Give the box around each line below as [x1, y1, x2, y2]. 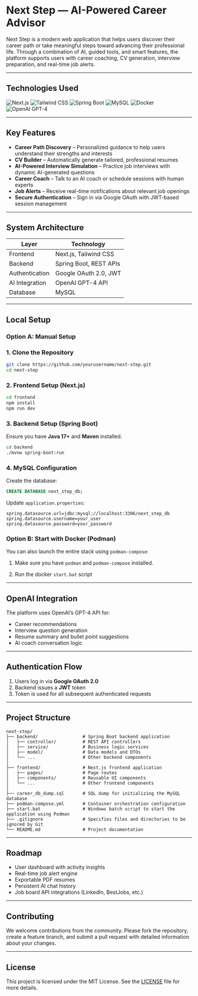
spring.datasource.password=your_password [6, 520, 112, 527]
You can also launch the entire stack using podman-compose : [6, 548, 149, 555]
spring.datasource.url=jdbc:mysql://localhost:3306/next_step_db [6, 510, 170, 516]
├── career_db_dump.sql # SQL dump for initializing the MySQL [6, 790, 181, 797]
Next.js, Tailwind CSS [55, 250, 114, 258]
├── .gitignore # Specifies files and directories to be [6, 816, 186, 822]
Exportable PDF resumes [14, 876, 75, 883]
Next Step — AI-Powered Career [6, 4, 167, 17]
